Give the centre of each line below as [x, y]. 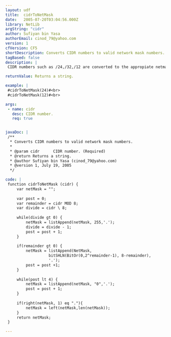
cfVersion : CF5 [21, 48]
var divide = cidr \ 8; [42, 208]
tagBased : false [22, 58]
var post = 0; [32, 198]
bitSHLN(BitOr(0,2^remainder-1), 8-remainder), [100, 256]
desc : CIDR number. [33, 114]
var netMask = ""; [36, 189]
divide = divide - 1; [49, 227]
